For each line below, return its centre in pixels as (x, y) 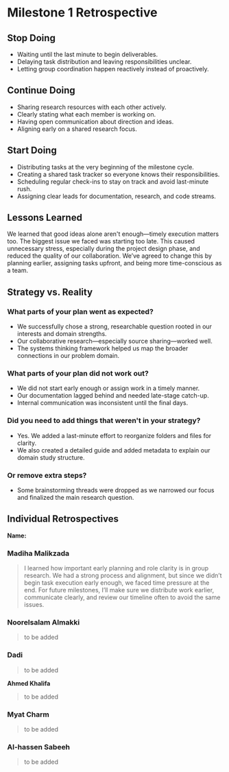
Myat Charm (28, 714)
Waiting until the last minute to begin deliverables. (87, 54)
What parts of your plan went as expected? (81, 311)
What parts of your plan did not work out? (78, 374)
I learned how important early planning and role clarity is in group (116, 568)
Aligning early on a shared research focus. (77, 129)
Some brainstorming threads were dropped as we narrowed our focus (116, 490)
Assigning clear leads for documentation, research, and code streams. (116, 196)
